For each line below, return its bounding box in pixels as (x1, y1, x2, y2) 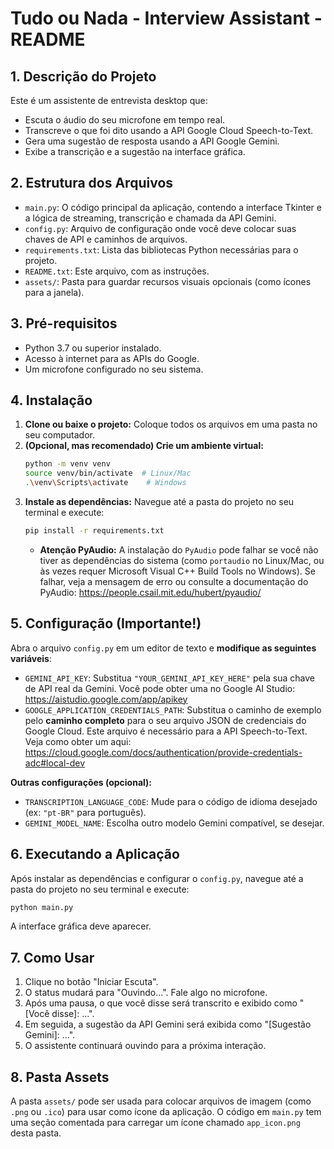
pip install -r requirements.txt (24, 526, 165, 536)
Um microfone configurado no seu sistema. (24, 363, 204, 375)
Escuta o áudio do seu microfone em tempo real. (24, 114, 226, 126)
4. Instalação (10, 392, 93, 409)
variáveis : (10, 652, 52, 664)
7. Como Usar (10, 949, 95, 966)
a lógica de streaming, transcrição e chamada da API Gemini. (24, 212, 277, 224)
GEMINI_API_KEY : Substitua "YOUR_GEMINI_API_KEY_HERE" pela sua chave (24, 672, 316, 684)
